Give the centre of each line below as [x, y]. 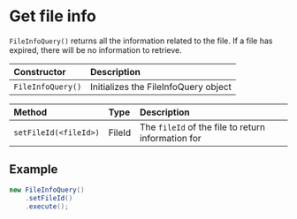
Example [34, 170]
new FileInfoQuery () [47, 190]
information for [171, 138]
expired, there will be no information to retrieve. [96, 49]
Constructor [40, 72]
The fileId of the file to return [202, 127]
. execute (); [47, 206]
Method [30, 112]
